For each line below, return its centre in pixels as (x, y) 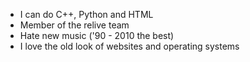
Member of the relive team (74, 25)
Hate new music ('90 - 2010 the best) (97, 35)
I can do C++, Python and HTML (86, 14)
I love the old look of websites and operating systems (129, 46)
